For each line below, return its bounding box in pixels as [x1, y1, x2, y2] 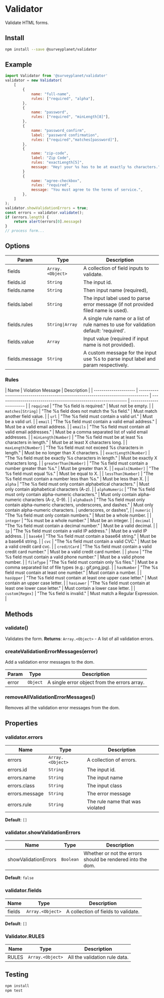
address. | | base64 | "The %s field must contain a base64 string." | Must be [5, 533, 157, 539]
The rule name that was [87, 798, 141, 805]
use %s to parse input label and [83, 355, 156, 362]
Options [5, 242, 30, 250]
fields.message [7, 355, 42, 362]
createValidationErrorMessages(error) [5, 648, 98, 655]
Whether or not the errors [83, 850, 143, 857]
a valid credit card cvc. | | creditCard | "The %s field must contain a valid [5, 544, 152, 549]
